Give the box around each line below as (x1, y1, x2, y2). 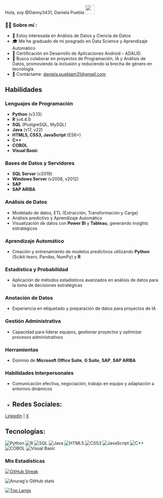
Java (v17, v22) (12, 127, 43, 132)
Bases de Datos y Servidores (5, 159, 75, 166)
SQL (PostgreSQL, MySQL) (12, 121, 67, 127)
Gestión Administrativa (5, 318, 61, 325)
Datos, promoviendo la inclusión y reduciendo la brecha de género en (12, 61, 153, 67)
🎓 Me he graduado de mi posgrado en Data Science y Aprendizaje (12, 38, 148, 44)
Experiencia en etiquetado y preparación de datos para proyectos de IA (12, 305, 156, 311)
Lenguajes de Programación (5, 100, 73, 107)
